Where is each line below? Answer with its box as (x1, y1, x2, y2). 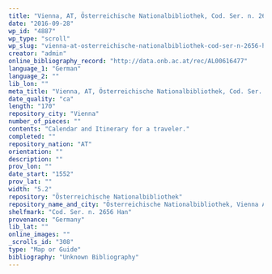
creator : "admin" (8, 49, 67, 58)
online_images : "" (8, 230, 70, 239)
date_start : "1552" (8, 170, 74, 178)
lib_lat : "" (8, 223, 49, 231)
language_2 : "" (8, 72, 60, 80)
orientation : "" (8, 148, 63, 156)
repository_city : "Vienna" (8, 110, 100, 118)
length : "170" (8, 102, 57, 110)
